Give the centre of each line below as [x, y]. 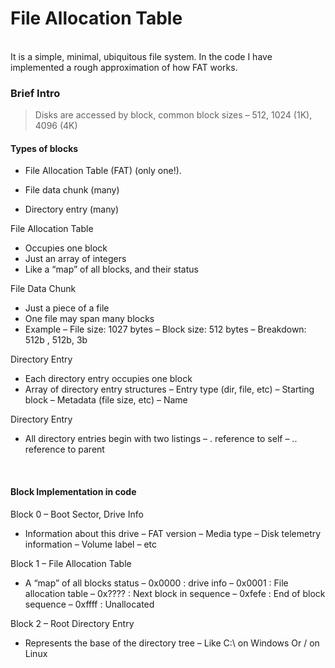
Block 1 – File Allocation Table [71, 563]
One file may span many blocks [89, 319]
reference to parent [64, 449]
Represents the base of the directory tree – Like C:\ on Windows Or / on [172, 643]
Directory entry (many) [72, 209]
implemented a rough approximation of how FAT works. [124, 67]
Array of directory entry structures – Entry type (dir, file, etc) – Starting [169, 389]
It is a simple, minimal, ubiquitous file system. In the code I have [141, 56]
